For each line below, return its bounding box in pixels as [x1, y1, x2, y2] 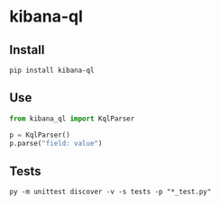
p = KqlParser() [9, 130, 70, 139]
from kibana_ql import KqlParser [9, 114, 135, 123]
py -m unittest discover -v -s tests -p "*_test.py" [9, 187, 212, 197]
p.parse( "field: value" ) [9, 138, 103, 147]
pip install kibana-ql [9, 66, 95, 75]
